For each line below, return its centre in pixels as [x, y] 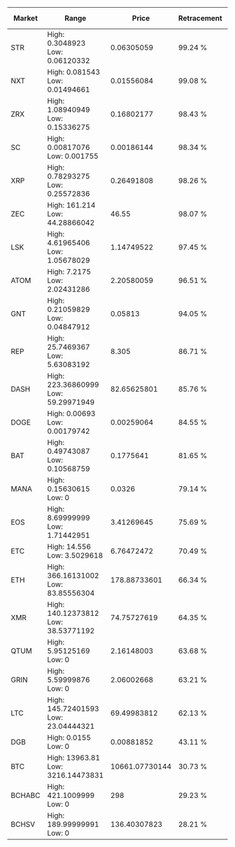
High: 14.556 [69, 547]
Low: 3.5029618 [75, 555]
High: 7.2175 [69, 271]
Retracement [200, 18]
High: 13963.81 [73, 758]
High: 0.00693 [71, 414]
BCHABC [26, 796]
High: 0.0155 [69, 737]
